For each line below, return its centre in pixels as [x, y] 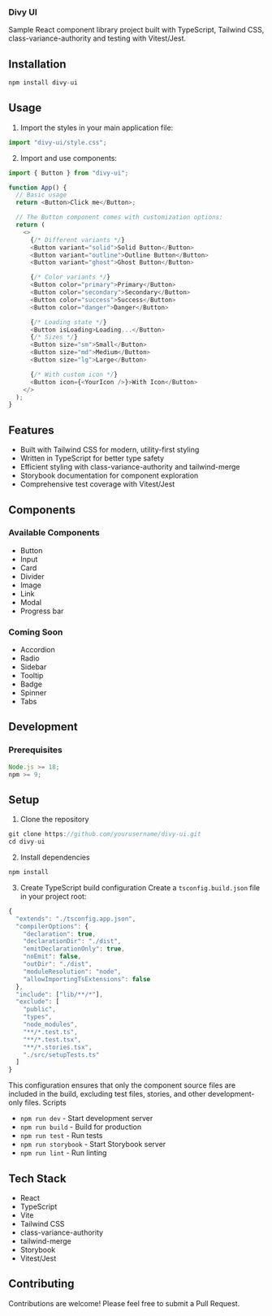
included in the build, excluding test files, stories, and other [107, 1094]
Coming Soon [36, 632]
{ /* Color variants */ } [70, 277]
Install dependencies [55, 857]
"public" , [40, 1010]
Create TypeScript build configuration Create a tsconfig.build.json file [140, 887]
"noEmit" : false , [52, 957]
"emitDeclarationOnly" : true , [74, 949]
